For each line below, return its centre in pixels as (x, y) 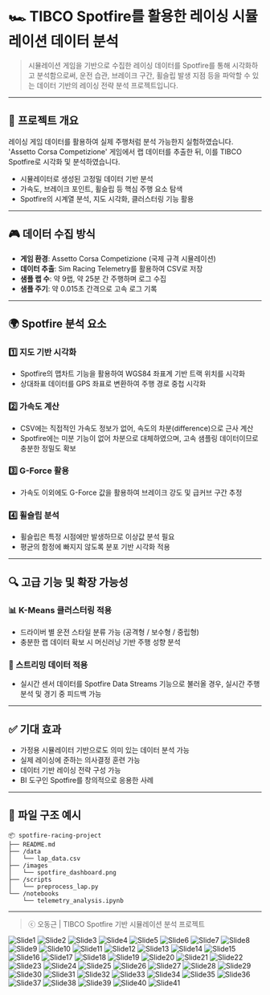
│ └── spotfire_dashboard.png (62, 872)
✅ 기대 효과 (35, 729)
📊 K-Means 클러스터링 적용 (60, 610)
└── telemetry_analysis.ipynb (74, 900)
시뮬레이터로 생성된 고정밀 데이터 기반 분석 (87, 178)
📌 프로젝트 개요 (43, 121)
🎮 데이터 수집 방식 (52, 234)
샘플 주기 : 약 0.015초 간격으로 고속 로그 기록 (88, 288)
